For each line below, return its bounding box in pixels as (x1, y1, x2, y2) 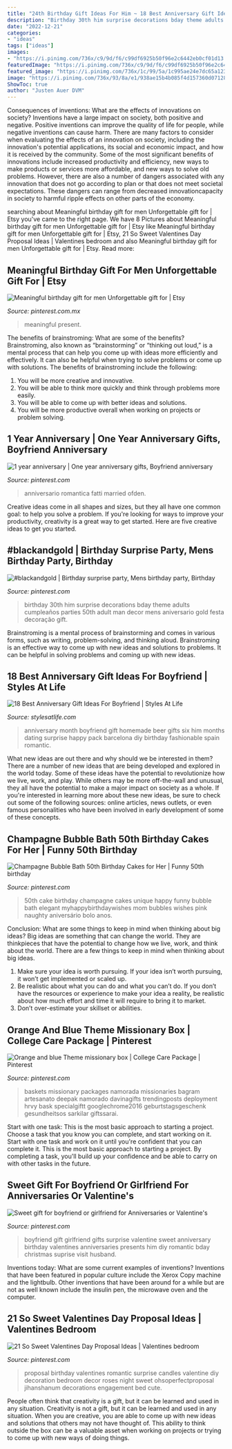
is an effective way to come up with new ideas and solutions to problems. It (7, 643, 222, 652)
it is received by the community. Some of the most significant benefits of (7, 150, 214, 159)
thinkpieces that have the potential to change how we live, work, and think (7, 939, 218, 947)
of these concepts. (7, 813, 61, 822)
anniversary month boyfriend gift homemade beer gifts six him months (23, 726, 225, 735)
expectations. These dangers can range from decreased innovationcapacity (7, 187, 223, 196)
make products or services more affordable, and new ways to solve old (7, 165, 209, 173)
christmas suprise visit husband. (23, 1250, 117, 1258)
